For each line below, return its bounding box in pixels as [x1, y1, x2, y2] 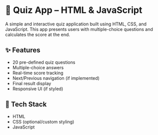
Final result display [12, 80, 51, 86]
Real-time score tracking [12, 70, 63, 76]
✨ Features [5, 46, 40, 54]
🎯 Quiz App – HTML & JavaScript [5, 4, 142, 16]
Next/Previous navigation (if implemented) [12, 75, 100, 81]
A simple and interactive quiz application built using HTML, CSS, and [5, 21, 146, 27]
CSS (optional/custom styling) [12, 119, 74, 125]
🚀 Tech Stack [5, 100, 47, 109]
